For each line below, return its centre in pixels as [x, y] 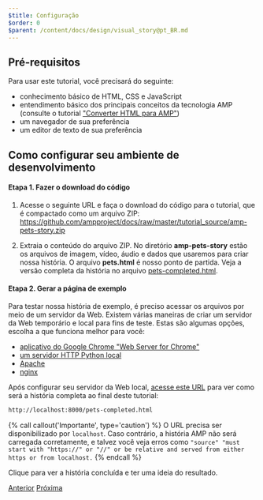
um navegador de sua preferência [74, 122]
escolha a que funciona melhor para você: [77, 331]
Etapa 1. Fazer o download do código [69, 187]
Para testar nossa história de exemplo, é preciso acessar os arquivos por [126, 306]
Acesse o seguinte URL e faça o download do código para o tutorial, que [137, 205]
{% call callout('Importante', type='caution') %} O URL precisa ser [115, 425]
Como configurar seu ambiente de [94, 155]
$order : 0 [24, 23]
